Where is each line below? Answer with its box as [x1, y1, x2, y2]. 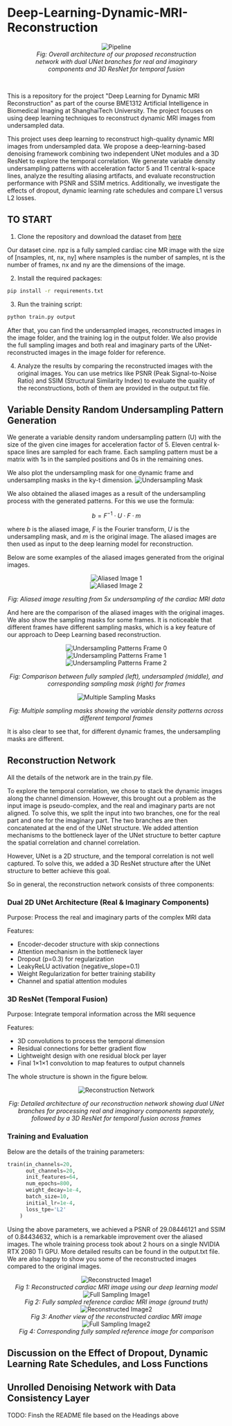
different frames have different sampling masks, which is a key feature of [7, 623, 216, 631]
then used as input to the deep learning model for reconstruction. [7, 540, 194, 548]
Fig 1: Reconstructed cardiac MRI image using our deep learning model [15, 1283, 218, 1291]
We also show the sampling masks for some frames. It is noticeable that [7, 615, 213, 624]
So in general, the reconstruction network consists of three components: [7, 880, 215, 888]
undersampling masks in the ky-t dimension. [7, 476, 134, 484]
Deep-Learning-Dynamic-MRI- [7, 5, 188, 21]
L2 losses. [7, 193, 37, 202]
